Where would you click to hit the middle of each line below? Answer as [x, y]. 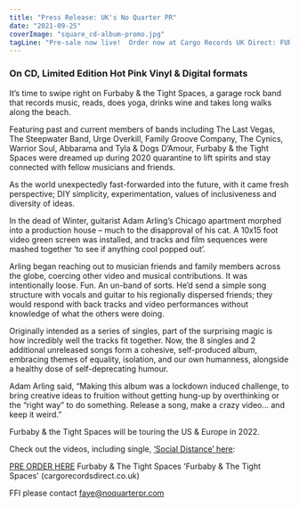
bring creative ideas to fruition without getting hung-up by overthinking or [145, 395]
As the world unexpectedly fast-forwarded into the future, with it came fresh [149, 184]
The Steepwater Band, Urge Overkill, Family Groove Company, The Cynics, [146, 138]
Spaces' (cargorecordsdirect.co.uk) [75, 475]
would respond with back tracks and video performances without [129, 304]
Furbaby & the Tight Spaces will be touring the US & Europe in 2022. [135, 431]
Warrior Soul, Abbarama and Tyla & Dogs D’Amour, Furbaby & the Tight [139, 148]
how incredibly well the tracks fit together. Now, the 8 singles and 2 [133, 340]
